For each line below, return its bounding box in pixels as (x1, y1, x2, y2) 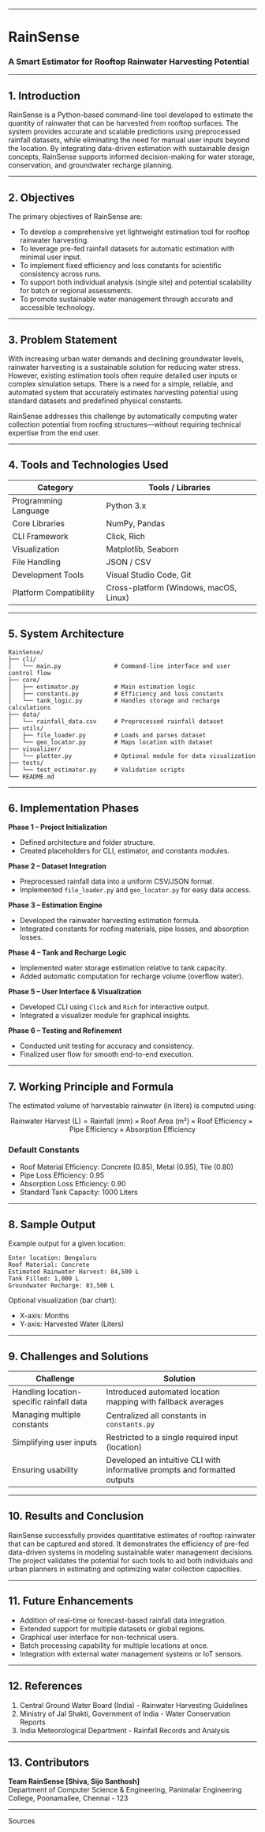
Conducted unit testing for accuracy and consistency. (19, 1041, 195, 1051)
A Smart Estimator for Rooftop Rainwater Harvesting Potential (8, 56, 250, 67)
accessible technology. (19, 303, 95, 312)
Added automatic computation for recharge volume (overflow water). (19, 971, 244, 981)
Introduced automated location (106, 1386, 221, 1397)
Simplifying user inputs (12, 1437, 97, 1448)
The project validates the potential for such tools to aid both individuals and (8, 1555, 253, 1565)
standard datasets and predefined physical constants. (8, 396, 184, 405)
